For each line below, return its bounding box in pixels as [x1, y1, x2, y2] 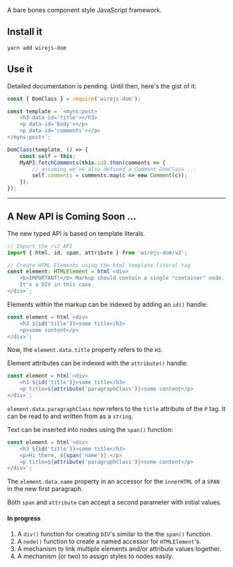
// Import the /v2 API [7, 243, 73, 250]
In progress [7, 514, 41, 522]
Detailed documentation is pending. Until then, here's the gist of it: [7, 81, 197, 90]
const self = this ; [19, 152, 76, 159]
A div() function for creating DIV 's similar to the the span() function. [17, 529, 212, 538]
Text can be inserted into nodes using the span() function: [7, 425, 173, 433]
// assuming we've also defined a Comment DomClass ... [32, 166, 197, 173]
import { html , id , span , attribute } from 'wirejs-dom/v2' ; [7, 249, 188, 256]
